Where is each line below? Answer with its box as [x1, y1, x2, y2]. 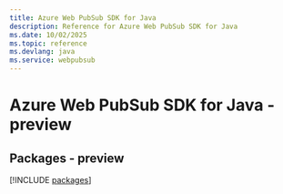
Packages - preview [9, 150, 125, 166]
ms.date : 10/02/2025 [9, 30, 88, 39]
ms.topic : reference [9, 38, 88, 48]
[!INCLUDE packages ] [9, 175, 92, 185]
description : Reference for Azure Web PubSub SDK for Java [9, 22, 238, 31]
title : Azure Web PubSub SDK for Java [9, 13, 157, 23]
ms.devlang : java [9, 47, 76, 56]
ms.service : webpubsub [9, 56, 96, 65]
